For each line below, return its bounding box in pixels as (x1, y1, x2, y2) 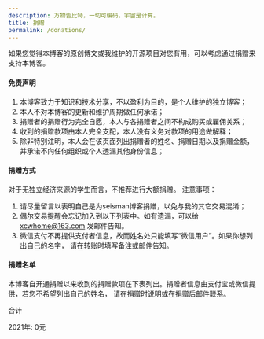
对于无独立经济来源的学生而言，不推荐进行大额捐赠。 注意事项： (8, 184, 217, 193)
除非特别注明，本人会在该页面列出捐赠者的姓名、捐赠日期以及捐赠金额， (19, 136, 254, 146)
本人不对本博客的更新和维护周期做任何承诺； (19, 107, 165, 116)
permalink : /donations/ (8, 26, 86, 34)
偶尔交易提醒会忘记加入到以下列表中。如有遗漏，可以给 (19, 211, 199, 220)
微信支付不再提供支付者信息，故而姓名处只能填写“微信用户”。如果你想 (19, 230, 247, 240)
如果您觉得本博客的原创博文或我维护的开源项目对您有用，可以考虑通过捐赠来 (8, 49, 256, 58)
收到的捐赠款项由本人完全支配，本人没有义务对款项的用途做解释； (19, 127, 233, 136)
